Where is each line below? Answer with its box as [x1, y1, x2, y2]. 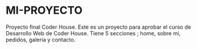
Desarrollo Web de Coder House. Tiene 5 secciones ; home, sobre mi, [5, 29, 181, 36]
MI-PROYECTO [5, 4, 83, 17]
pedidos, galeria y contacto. [5, 36, 76, 43]
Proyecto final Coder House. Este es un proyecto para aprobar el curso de [5, 23, 192, 30]
